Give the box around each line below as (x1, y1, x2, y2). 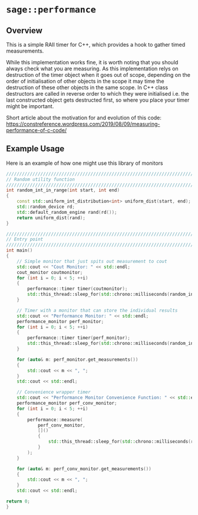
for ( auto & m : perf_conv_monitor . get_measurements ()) (16, 465, 151, 472)
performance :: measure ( (27, 416, 83, 423)
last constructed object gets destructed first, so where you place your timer (6, 96, 190, 103)
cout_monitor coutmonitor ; (16, 269, 83, 275)
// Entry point (6, 236, 44, 243)
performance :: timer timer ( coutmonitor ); (27, 286, 128, 292)
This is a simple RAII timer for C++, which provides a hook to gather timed (6, 41, 186, 48)
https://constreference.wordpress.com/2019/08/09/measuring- (6, 120, 160, 128)
